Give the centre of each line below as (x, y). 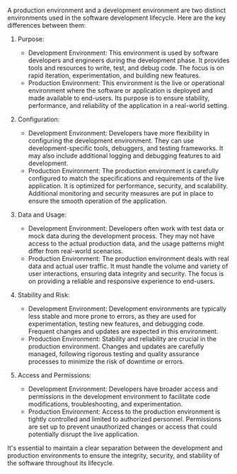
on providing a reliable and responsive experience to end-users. (121, 281)
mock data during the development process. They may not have (121, 236)
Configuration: (39, 119)
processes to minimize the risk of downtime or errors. (106, 362)
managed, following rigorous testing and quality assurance (114, 354)
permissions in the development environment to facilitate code (119, 396)
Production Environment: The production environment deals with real (129, 259)
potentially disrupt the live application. (83, 434)
